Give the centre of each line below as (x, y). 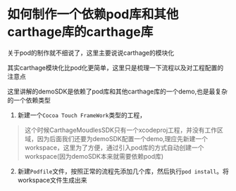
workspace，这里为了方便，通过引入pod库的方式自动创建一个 (114, 147)
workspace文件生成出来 (52, 180)
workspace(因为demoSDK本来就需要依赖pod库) (94, 156)
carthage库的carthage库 (80, 32)
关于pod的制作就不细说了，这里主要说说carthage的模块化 (91, 53)
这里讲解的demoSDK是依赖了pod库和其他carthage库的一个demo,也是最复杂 (117, 91)
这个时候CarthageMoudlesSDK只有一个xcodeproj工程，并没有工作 (121, 130)
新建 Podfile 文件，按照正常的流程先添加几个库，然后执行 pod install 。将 (123, 171)
